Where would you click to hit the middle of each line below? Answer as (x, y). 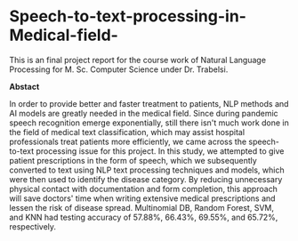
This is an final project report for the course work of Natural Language (138, 60)
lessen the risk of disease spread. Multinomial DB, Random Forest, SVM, (141, 207)
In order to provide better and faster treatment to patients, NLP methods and (149, 103)
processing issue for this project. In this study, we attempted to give (160, 151)
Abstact (24, 86)
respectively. (32, 226)
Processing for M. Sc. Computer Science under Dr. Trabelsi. (119, 69)
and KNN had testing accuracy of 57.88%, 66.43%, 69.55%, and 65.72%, (144, 217)
